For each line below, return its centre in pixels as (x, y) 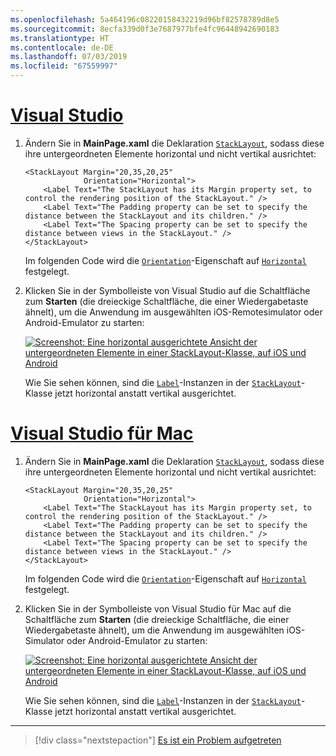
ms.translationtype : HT (60, 38)
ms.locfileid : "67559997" (64, 66)
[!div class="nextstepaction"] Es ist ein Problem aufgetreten (158, 740)
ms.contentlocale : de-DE (62, 47)
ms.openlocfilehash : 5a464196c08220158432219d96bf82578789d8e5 (145, 19)
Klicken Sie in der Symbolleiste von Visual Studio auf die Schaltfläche (167, 290)
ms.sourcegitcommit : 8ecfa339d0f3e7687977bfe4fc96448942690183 (145, 29)
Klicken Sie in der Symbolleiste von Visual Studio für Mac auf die (158, 608)
